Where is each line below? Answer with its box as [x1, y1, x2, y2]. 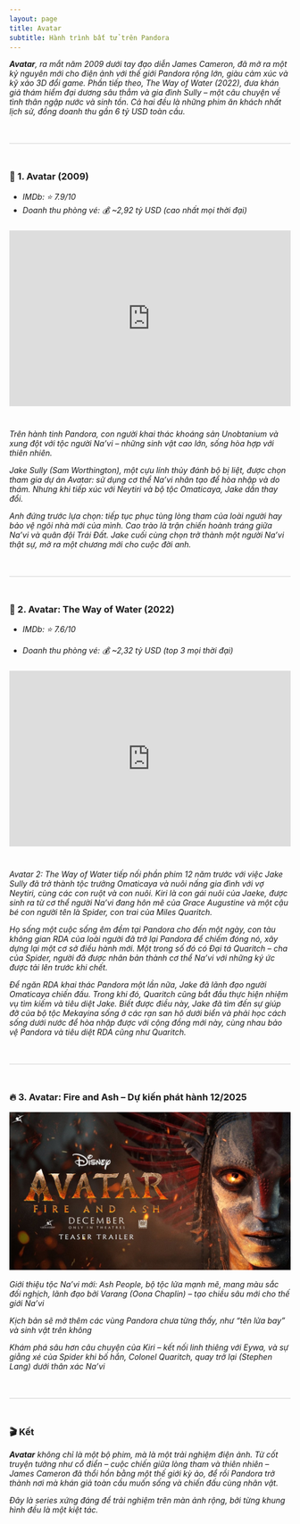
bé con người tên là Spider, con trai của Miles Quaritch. [9, 907, 212, 918]
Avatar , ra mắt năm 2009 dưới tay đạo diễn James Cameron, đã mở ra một [9, 59, 287, 70]
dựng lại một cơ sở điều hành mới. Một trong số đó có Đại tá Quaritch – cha [9, 943, 288, 954]
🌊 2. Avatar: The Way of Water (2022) [9, 603, 175, 615]
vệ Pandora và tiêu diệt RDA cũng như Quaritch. [9, 1027, 187, 1037]
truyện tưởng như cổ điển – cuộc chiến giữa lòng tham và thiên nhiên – [9, 1459, 270, 1470]
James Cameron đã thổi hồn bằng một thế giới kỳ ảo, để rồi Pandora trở [9, 1469, 275, 1479]
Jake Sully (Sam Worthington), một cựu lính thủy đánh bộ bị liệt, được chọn [9, 464, 287, 475]
